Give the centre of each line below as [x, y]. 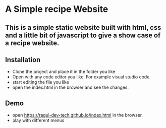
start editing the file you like [41, 82]
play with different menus [38, 121]
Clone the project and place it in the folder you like [64, 72]
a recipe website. [32, 43]
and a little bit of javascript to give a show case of [83, 35]
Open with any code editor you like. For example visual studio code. [82, 77]
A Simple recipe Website [56, 9]
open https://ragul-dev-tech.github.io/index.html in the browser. [78, 115]
